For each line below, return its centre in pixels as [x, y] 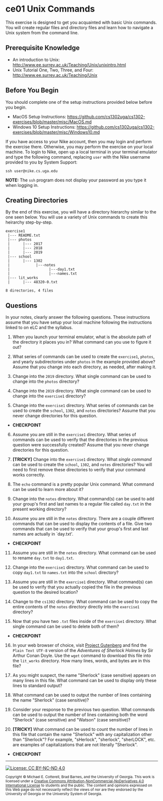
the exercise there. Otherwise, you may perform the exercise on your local [80, 147]
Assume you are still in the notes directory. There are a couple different [83, 519]
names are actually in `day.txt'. [43, 534]
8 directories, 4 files [30, 291]
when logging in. [22, 185]
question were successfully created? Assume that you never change [81, 445]
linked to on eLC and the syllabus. [39, 327]
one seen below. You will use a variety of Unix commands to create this [77, 217]
